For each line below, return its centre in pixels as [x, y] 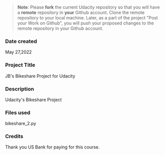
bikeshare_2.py [21, 124]
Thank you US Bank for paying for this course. [52, 147]
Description [20, 89]
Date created [21, 41]
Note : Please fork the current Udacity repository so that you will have [88, 7]
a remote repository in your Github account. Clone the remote [81, 12]
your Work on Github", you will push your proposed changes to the [85, 23]
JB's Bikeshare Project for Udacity [40, 76]
